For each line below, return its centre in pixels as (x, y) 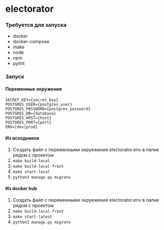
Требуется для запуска (36, 25)
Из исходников (22, 138)
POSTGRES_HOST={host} (29, 118)
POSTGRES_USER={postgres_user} (39, 104)
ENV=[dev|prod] (22, 127)
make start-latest (32, 217)
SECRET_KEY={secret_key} (32, 100)
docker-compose (31, 42)
